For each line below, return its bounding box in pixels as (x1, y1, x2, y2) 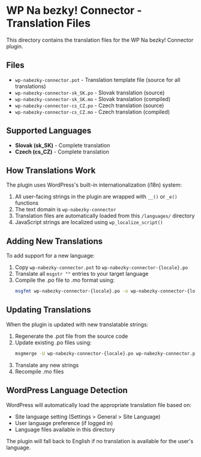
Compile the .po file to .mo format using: (14, 276, 115, 284)
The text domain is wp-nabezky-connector (14, 206, 116, 213)
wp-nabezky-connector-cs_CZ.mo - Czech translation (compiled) (14, 108, 170, 115)
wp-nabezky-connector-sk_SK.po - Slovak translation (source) (14, 89, 165, 96)
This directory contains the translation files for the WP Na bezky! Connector (6, 36, 194, 43)
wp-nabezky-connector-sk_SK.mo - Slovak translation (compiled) (14, 95, 171, 102)
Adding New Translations (6, 236, 103, 246)
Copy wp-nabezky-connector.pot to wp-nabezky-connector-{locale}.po (14, 264, 188, 271)
